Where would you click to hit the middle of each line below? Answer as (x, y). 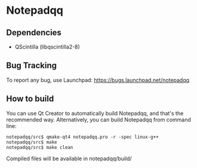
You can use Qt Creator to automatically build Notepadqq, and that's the (95, 113)
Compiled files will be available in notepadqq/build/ (69, 158)
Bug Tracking (32, 65)
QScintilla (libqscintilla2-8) (47, 47)
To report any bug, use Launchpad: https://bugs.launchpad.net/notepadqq (98, 80)
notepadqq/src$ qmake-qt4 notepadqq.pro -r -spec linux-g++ (83, 137)
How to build (30, 99)
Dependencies (34, 33)
